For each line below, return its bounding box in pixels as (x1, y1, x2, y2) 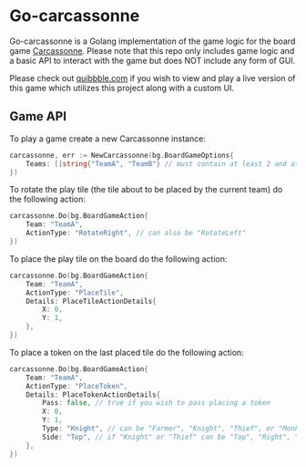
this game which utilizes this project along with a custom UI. (9, 82, 235, 93)
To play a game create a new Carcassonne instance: (9, 133, 207, 144)
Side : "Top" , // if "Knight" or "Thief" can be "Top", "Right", (42, 432, 291, 441)
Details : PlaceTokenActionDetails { (25, 389, 161, 400)
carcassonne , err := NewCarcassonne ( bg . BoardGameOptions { (9, 150, 234, 160)
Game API (9, 109, 66, 124)
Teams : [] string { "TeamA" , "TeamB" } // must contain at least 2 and (25, 159, 287, 169)
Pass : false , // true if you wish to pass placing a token (42, 399, 271, 408)
